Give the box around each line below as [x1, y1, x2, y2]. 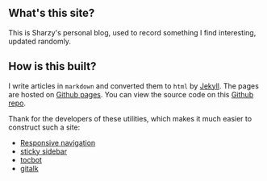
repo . [8, 98, 27, 108]
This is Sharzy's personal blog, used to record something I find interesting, [8, 27, 257, 37]
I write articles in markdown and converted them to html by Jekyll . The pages [8, 80, 260, 91]
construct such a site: [8, 122, 81, 132]
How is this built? [8, 60, 97, 73]
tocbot [19, 154, 43, 164]
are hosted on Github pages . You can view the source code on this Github [8, 89, 254, 99]
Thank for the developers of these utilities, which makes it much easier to [8, 113, 252, 123]
